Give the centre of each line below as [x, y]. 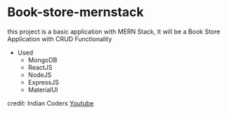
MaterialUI [43, 90]
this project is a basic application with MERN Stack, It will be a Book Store [114, 31]
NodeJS [40, 75]
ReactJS [40, 67]
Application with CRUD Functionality [60, 38]
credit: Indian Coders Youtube [51, 103]
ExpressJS [44, 82]
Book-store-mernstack [76, 12]
